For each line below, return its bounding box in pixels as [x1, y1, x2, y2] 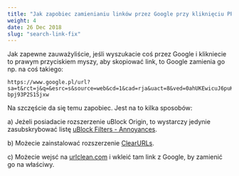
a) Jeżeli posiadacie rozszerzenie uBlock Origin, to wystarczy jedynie [7, 118, 211, 126]
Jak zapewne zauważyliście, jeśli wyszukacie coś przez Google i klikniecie [7, 50, 227, 58]
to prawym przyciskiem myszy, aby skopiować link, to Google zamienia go [7, 58, 225, 66]
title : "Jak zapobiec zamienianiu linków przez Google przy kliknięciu [7, 10, 224, 18]
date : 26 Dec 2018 [7, 24, 62, 31]
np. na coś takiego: [7, 65, 64, 73]
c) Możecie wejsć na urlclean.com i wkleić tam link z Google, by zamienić [7, 152, 223, 161]
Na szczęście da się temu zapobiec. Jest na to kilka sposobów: [7, 104, 193, 113]
